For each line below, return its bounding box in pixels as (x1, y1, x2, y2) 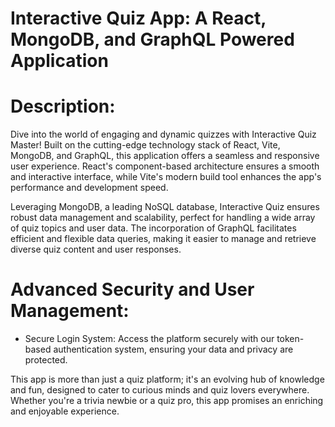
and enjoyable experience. (10, 405, 120, 417)
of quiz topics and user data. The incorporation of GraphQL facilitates (10, 222, 297, 234)
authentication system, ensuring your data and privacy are (53, 343, 294, 356)
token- (276, 333, 305, 345)
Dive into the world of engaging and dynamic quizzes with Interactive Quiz (10, 128, 317, 141)
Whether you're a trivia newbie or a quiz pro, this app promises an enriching (10, 395, 324, 407)
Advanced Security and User (10, 278, 255, 301)
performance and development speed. (10, 182, 169, 194)
